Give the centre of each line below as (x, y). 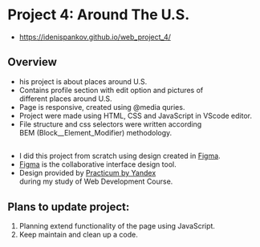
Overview (32, 62)
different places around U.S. (65, 99)
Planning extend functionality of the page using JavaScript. (117, 225)
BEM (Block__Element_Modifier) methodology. (95, 132)
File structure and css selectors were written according (110, 124)
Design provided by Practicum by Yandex (87, 173)
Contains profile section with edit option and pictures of (111, 90)
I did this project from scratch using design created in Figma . (120, 156)
